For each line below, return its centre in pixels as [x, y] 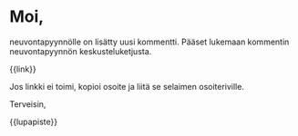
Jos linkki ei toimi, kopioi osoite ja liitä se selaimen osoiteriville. [127, 86]
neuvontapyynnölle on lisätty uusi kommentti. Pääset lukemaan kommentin [149, 42]
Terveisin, [28, 104]
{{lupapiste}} [33, 121]
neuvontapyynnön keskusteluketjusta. [81, 51]
